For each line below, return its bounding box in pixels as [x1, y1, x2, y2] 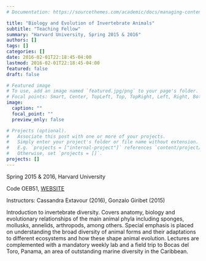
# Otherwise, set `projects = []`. [6, 151, 103, 157]
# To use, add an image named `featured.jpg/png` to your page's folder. [6, 88, 199, 94]
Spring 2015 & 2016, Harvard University [6, 173, 106, 180]
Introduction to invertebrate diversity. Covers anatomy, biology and [6, 208, 175, 216]
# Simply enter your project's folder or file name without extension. [6, 139, 199, 145]
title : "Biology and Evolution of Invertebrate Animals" [6, 20, 155, 26]
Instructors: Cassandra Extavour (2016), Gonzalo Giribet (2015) [6, 197, 166, 204]
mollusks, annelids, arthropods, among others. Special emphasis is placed [6, 221, 194, 229]
